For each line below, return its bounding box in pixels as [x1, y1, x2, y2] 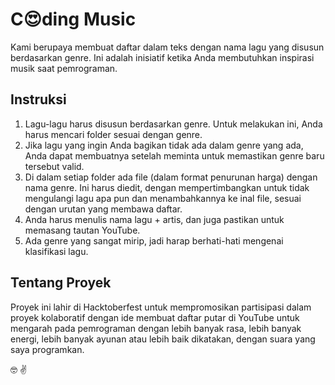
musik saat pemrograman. [10, 62, 118, 74]
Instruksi [10, 91, 67, 108]
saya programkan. [10, 343, 85, 355]
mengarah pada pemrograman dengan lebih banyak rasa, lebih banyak [10, 322, 302, 334]
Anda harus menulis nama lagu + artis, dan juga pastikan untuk [24, 213, 285, 225]
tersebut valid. [24, 160, 85, 172]
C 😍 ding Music [10, 8, 137, 31]
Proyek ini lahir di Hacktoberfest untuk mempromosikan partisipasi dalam [10, 301, 312, 313]
